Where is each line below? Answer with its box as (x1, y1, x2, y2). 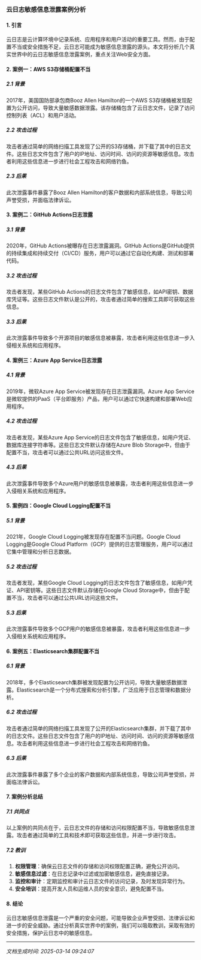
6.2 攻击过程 (6, 708, 37, 716)
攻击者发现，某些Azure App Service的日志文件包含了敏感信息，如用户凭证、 (6, 433, 194, 441)
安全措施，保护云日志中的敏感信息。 (6, 929, 96, 937)
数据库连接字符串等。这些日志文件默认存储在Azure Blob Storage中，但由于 (6, 441, 190, 448)
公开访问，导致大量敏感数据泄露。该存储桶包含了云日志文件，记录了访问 (16, 104, 195, 111)
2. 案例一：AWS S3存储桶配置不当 (6, 65, 91, 73)
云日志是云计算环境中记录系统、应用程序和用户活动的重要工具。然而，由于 (6, 36, 190, 43)
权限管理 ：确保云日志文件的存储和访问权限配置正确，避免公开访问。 (14, 863, 183, 870)
